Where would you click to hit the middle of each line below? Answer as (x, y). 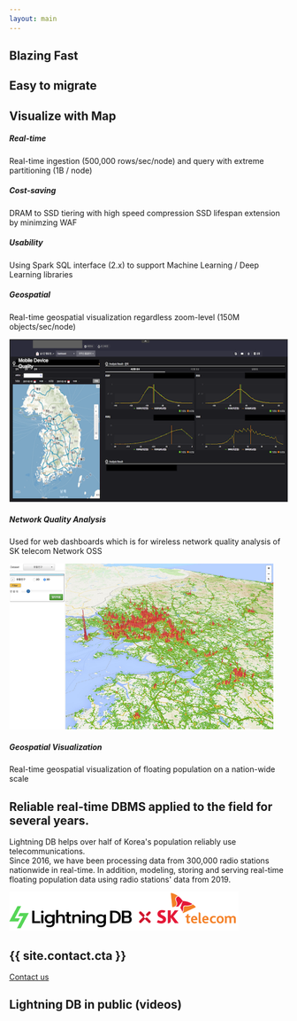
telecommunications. (47, 852)
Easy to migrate (53, 86)
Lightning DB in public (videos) (96, 1005)
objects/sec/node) (43, 326)
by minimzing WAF (43, 222)
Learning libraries (41, 274)
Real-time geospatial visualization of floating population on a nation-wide (142, 769)
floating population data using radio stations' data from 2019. (120, 880)
